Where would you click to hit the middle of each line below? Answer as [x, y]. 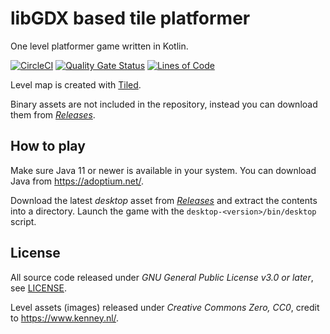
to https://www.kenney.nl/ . [65, 318]
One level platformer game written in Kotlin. [99, 46]
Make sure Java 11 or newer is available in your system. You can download [163, 170]
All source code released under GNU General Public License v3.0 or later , [162, 277]
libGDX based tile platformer [130, 18]
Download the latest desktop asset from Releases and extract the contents [164, 200]
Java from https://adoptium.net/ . [77, 181]
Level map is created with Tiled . [76, 84]
